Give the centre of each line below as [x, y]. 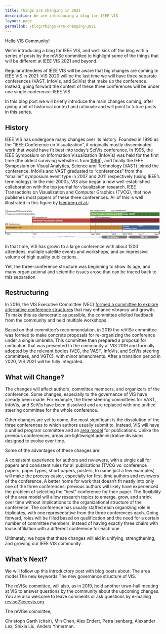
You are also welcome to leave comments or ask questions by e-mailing [78, 597]
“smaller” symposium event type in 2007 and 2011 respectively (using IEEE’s [83, 177]
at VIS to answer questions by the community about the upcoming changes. [82, 591]
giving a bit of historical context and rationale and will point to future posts [81, 107]
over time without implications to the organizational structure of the [74, 502]
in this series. [19, 112]
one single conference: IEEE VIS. [38, 92]
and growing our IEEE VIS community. [44, 544]
